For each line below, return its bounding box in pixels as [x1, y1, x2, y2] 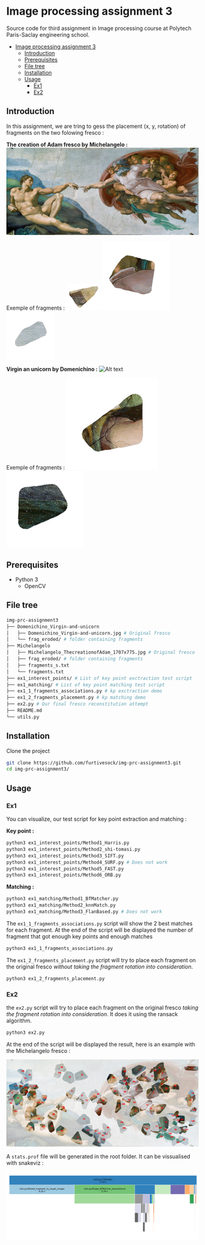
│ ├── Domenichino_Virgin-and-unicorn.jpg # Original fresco [6, 630, 171, 636]
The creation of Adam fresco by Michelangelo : [6, 141, 128, 148]
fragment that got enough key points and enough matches [6, 932, 153, 940]
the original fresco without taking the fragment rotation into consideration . [6, 963, 193, 970]
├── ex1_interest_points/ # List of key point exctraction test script [6, 675, 192, 681]
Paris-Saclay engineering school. [6, 31, 90, 38]
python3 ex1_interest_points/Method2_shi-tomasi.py [6, 846, 140, 852]
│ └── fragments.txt [6, 668, 64, 675]
